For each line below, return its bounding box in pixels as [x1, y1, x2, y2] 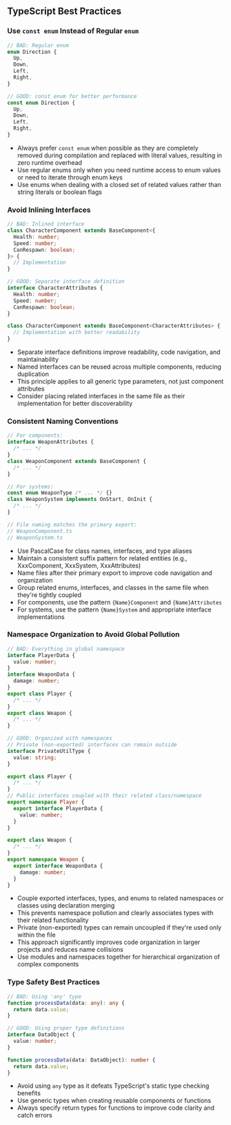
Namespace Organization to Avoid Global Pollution [7, 629, 180, 639]
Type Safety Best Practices [7, 977, 100, 987]
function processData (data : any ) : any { [7, 999, 125, 1006]
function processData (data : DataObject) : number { [7, 1056, 156, 1064]
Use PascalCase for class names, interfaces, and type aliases [17, 547, 192, 555]
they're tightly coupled [17, 590, 81, 599]
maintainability [17, 355, 59, 364]
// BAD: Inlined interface [7, 221, 85, 228]
